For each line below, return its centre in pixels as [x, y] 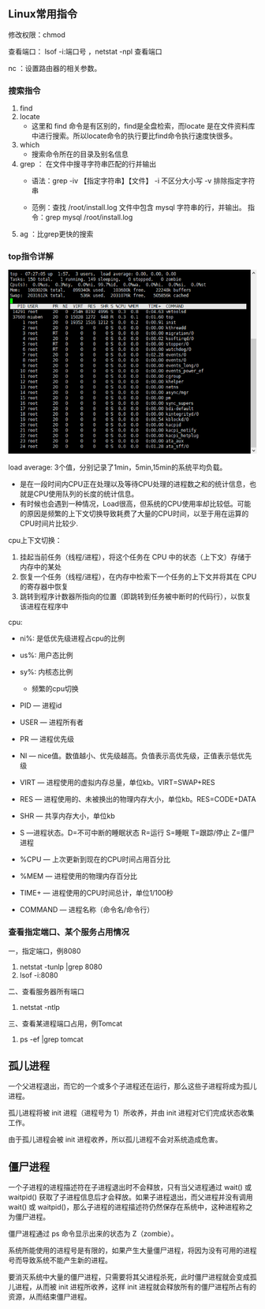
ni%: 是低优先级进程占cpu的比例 [72, 638]
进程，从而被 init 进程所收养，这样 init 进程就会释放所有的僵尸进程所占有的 [136, 1287]
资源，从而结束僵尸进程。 [50, 1297]
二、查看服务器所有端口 [46, 991]
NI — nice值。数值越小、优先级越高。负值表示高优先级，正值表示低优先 [136, 756]
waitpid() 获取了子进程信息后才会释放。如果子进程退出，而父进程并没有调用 [131, 1197]
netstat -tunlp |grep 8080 [61, 967]
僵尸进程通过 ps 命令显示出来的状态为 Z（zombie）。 [93, 1234]
